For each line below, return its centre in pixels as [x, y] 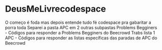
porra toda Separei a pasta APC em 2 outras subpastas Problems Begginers [81, 27]
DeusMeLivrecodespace [55, 9]
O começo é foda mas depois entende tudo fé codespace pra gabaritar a [78, 22]
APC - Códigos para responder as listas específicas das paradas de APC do [81, 38]
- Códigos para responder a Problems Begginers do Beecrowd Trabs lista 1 [80, 33]
